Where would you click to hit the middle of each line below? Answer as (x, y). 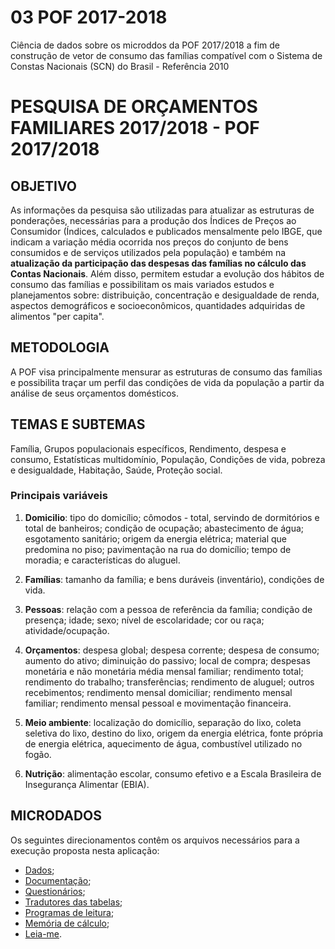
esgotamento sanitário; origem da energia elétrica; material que (155, 538)
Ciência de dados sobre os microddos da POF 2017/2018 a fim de (145, 45)
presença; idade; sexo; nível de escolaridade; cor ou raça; (144, 620)
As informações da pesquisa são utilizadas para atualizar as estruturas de (162, 210)
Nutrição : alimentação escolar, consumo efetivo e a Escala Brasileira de (173, 773)
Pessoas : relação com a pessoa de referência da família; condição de (168, 609)
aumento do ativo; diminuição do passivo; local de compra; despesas (167, 660)
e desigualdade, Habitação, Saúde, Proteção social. (116, 470)
